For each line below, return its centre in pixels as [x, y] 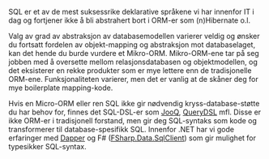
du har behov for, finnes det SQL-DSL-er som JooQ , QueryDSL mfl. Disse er [135, 112]
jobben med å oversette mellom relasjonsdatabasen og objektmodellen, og [133, 62]
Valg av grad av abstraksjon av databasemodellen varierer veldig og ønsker [134, 36]
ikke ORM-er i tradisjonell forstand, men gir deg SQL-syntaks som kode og [133, 120]
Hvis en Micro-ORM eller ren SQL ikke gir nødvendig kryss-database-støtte [134, 103]
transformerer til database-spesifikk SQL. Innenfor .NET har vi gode [122, 129]
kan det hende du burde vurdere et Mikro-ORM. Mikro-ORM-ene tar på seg [134, 53]
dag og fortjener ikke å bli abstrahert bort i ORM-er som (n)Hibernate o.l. [130, 20]
